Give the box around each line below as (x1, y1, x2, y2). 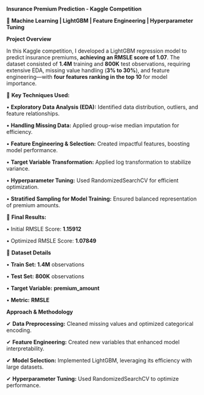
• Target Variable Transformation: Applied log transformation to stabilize (6, 158, 191, 166)
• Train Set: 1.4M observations (6, 261, 84, 268)
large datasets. (6, 363, 44, 371)
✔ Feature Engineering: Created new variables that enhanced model (6, 339, 180, 345)
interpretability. (6, 345, 45, 352)
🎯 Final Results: (6, 213, 47, 221)
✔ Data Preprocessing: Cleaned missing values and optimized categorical (6, 320, 194, 327)
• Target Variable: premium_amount (6, 284, 100, 292)
